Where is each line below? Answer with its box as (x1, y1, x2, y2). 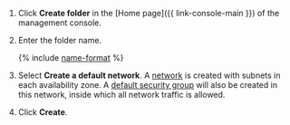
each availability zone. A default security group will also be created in (17, 80, 278, 90)
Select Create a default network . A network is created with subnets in (17, 70, 281, 81)
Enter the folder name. (17, 35, 102, 45)
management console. (17, 17, 102, 28)
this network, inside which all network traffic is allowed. (17, 90, 226, 100)
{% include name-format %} (17, 53, 124, 62)
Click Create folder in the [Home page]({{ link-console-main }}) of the (17, 8, 280, 18)
